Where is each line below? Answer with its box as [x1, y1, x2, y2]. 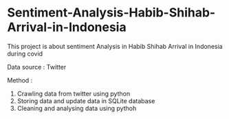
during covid [7, 50, 43, 58]
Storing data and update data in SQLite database [17, 96, 155, 105]
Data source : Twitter [7, 63, 67, 71]
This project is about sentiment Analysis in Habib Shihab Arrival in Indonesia [7, 42, 223, 50]
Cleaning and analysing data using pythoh [17, 104, 137, 112]
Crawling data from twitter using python [17, 89, 131, 98]
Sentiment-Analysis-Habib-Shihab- [7, 5, 216, 21]
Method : [7, 76, 33, 84]
